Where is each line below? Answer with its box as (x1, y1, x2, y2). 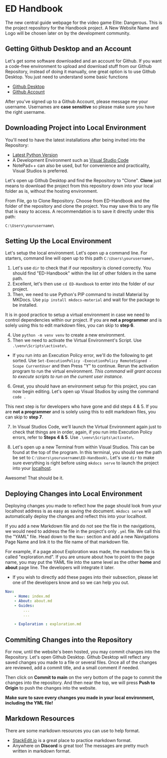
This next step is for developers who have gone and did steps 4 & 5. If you (5, 403, 158, 409)
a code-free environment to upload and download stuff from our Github (5, 63, 152, 69)
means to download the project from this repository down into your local (5, 183, 154, 189)
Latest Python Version (12, 152, 58, 158)
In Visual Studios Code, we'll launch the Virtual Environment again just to (12, 424, 162, 430)
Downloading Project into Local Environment (5, 123, 147, 132)
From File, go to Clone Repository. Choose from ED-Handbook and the (5, 198, 150, 204)
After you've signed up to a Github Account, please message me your (5, 98, 148, 104)
